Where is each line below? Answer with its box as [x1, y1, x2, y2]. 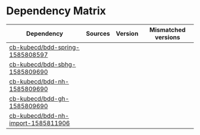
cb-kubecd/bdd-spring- [9, 43, 80, 51]
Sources [86, 29, 110, 37]
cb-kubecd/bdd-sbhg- [9, 60, 76, 68]
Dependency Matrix [6, 4, 106, 18]
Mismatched [149, 26, 186, 34]
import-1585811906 [9, 119, 70, 127]
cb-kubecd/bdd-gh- [9, 94, 70, 102]
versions [154, 33, 180, 41]
